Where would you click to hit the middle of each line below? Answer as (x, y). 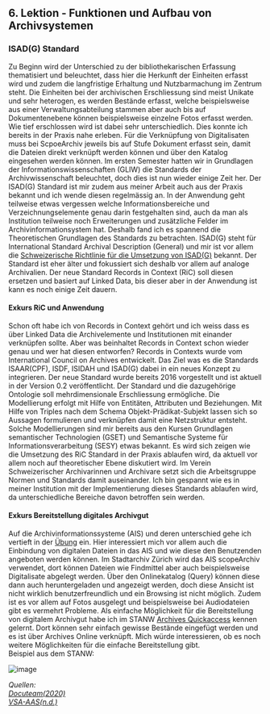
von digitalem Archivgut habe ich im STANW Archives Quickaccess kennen (133, 620)
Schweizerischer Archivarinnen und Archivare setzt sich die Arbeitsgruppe (132, 471)
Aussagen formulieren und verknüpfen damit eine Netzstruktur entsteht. (128, 420)
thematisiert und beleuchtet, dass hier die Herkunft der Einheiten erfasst (128, 75)
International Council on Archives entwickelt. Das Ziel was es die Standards (134, 360)
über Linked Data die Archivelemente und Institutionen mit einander (120, 334)
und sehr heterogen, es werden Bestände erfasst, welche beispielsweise (129, 101)
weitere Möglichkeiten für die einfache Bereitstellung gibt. (104, 645)
